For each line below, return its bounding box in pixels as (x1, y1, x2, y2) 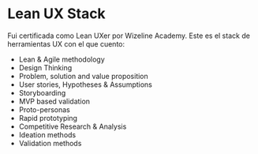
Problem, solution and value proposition (18, 71, 149, 81)
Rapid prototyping (18, 113, 78, 122)
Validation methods (18, 138, 82, 148)
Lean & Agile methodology (18, 54, 106, 64)
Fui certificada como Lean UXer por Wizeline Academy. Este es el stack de (7, 31, 250, 40)
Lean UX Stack (7, 5, 106, 23)
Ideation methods (18, 130, 77, 139)
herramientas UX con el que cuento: (7, 39, 125, 48)
